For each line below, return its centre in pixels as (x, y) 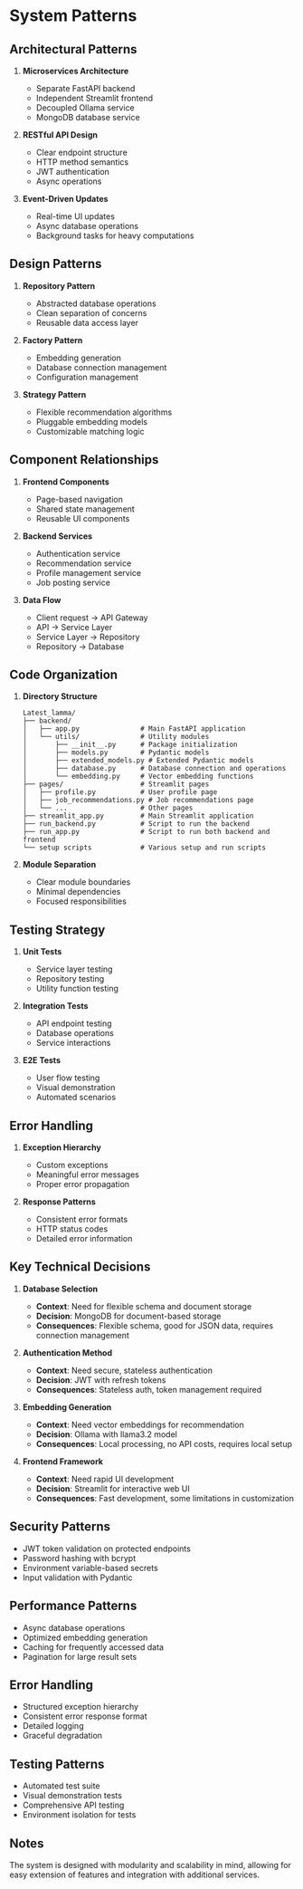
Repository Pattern (59, 285)
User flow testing (68, 1078)
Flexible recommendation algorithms (104, 412)
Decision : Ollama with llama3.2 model (107, 1434)
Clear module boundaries (83, 882)
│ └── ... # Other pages (108, 808)
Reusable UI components (83, 518)
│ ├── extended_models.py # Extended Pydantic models (138, 761)
